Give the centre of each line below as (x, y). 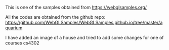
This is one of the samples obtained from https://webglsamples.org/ (76, 7)
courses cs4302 (22, 43)
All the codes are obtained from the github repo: (55, 17)
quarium (14, 28)
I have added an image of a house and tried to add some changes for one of (85, 38)
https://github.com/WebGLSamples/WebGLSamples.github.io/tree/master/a (84, 22)
